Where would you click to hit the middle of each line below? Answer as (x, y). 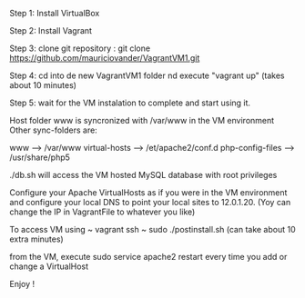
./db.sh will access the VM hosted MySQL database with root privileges (143, 175)
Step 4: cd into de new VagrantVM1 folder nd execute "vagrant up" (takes (147, 75)
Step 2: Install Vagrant (51, 30)
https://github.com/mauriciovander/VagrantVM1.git (105, 58)
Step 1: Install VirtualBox (55, 13)
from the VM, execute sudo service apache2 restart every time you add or (148, 257)
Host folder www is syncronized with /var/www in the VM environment (142, 120)
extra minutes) (36, 239)
